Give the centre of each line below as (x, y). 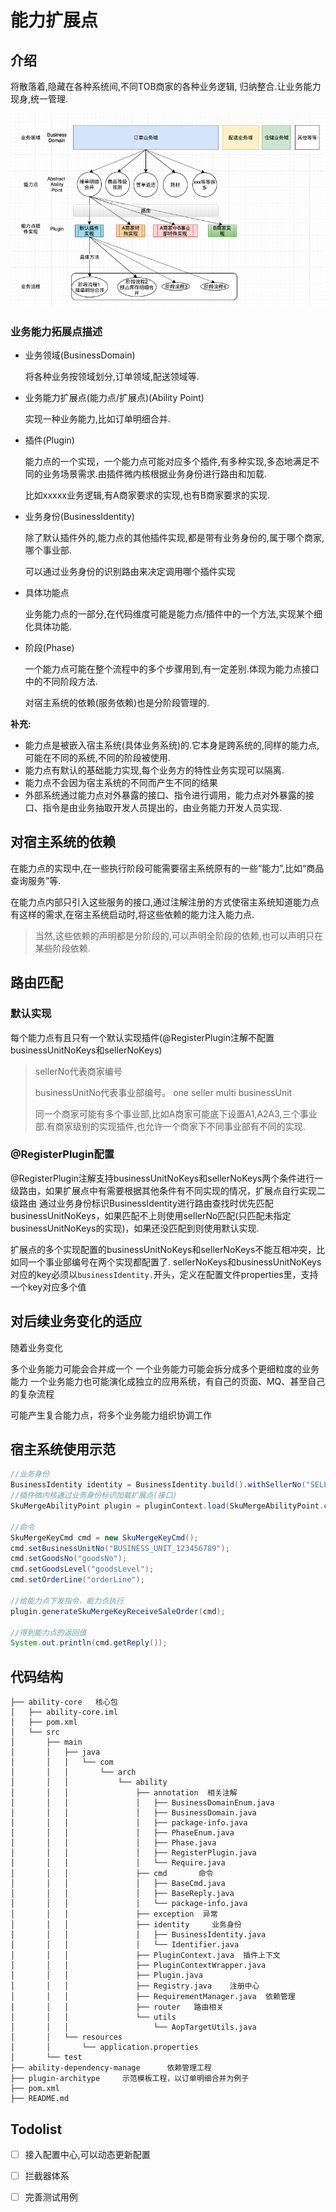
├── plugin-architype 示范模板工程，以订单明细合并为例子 (130, 2079)
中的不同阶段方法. (61, 682)
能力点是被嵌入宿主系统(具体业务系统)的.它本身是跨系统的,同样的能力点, (172, 745)
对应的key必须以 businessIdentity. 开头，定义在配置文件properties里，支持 (164, 1274)
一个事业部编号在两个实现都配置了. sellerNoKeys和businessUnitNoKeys (174, 1262)
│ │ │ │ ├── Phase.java (113, 1843)
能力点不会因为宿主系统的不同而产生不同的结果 (121, 783)
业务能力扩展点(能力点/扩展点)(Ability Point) (114, 398)
